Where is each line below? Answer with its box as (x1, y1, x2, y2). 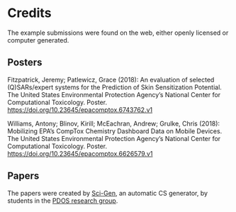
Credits (7, 5, 52, 21)
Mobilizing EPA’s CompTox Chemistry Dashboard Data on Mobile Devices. (7, 126, 223, 135)
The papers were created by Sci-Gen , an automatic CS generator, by (7, 189, 208, 197)
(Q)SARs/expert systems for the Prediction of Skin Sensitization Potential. (7, 83, 222, 91)
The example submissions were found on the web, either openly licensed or (7, 28, 229, 37)
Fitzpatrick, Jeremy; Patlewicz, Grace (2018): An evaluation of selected (7, 75, 215, 84)
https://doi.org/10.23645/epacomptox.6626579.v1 (7, 149, 153, 157)
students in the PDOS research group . (7, 196, 118, 205)
